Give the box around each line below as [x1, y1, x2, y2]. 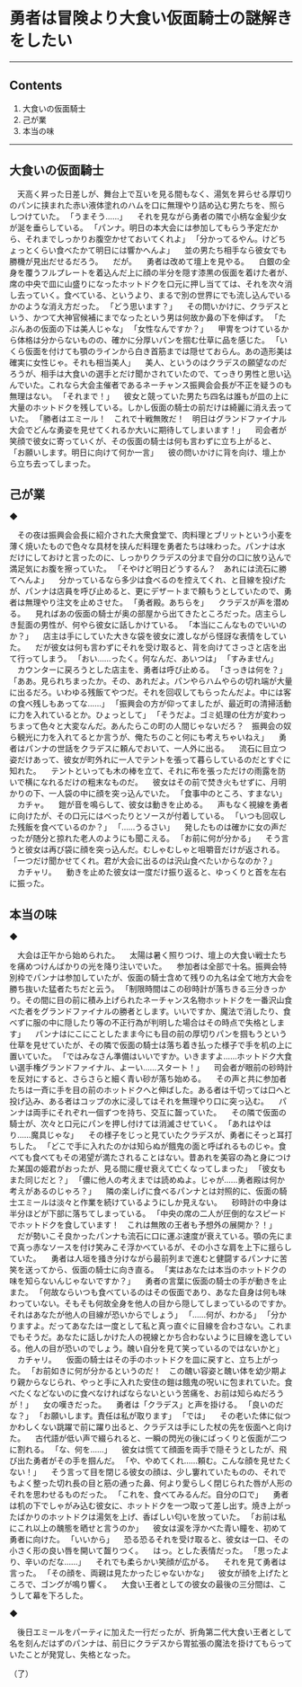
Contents [9, 78, 63, 93]
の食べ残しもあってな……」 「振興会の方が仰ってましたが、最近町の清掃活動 [9, 698, 292, 709]
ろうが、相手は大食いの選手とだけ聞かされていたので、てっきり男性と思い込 [9, 368, 292, 378]
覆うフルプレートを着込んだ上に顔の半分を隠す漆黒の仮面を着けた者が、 [24, 267, 293, 278]
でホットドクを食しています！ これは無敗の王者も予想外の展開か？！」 [9, 1220, 277, 1230]
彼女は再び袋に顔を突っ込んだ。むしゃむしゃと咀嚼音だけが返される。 [24, 844, 285, 855]
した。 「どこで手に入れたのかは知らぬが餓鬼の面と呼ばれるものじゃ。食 [16, 1141, 287, 1151]
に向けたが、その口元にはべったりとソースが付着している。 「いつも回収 [9, 811, 279, 821]
